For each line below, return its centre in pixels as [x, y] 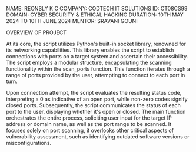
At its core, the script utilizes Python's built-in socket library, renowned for [96, 44]
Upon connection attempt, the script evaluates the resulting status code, [94, 93]
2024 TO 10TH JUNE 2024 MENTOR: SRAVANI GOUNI [72, 21]
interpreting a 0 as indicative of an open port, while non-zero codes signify [97, 99]
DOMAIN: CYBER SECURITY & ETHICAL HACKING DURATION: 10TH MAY [95, 15]
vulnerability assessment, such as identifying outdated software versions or [98, 137]
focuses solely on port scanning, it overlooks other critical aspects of [90, 130]
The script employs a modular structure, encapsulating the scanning [89, 62]
